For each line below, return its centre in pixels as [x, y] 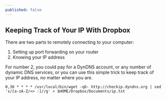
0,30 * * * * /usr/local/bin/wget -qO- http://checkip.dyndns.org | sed [83, 87]
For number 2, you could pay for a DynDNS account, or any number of [78, 67]
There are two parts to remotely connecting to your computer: [70, 42]
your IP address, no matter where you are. [49, 78]
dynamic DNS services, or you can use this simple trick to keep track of [79, 72]
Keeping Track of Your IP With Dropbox [68, 30]
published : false [23, 10]
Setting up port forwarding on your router [56, 52]
